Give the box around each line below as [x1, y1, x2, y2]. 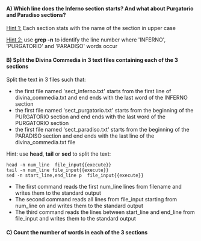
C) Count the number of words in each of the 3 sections [6, 229, 148, 236]
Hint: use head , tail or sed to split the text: [6, 150, 111, 157]
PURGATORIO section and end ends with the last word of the [14, 113, 165, 120]
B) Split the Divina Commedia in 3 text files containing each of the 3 [6, 56, 179, 63]
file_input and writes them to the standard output [14, 215, 137, 222]
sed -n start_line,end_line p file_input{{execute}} [6, 172, 144, 178]
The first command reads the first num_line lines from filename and [14, 183, 182, 191]
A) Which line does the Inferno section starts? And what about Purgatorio [6, 5, 194, 12]
